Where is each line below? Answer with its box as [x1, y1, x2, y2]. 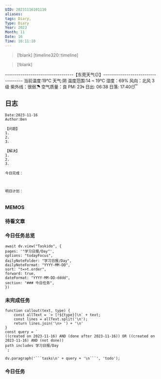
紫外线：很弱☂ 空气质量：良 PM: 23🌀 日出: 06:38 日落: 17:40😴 [10, 84, 138, 90]
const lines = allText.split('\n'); [14, 317, 88, 322]
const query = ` [5, 329, 38, 334]
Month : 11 [5, 30, 25, 35]
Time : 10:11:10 [5, 39, 36, 44]
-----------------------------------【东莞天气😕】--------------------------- [5, 72, 156, 77]
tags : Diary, [5, 16, 32, 21]
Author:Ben [5, 117, 27, 122]
